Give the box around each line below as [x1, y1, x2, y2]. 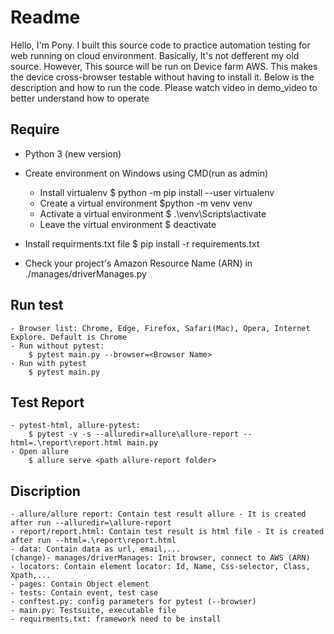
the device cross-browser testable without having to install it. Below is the [10, 71, 315, 83]
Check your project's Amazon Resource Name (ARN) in [24, 257, 253, 269]
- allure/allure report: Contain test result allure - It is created [10, 509, 307, 520]
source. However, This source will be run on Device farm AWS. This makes [10, 60, 318, 72]
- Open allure [10, 447, 70, 457]
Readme [10, 6, 81, 29]
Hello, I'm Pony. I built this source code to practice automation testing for [10, 39, 311, 51]
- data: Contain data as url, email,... [10, 544, 182, 555]
